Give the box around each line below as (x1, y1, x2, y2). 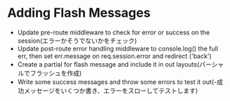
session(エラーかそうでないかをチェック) (17, 36, 137, 45)
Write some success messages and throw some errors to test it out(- (17, 77, 217, 86)
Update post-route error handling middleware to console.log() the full (17, 44, 219, 53)
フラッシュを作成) (30, 69, 82, 77)
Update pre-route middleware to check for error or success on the (17, 28, 210, 36)
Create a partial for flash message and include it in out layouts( (17, 60, 200, 68)
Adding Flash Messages (7, 5, 151, 21)
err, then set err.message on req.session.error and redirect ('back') (17, 51, 212, 60)
